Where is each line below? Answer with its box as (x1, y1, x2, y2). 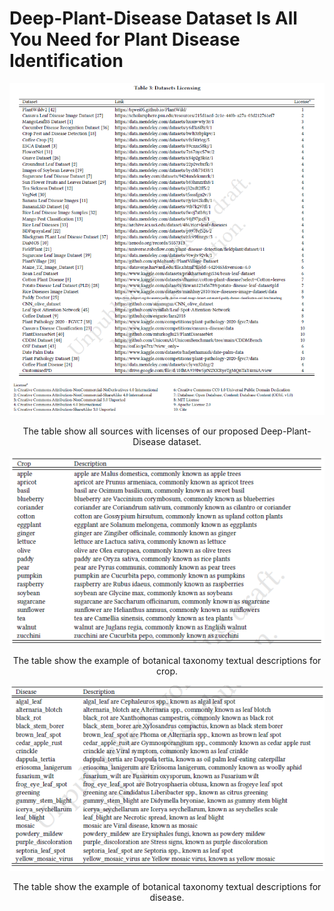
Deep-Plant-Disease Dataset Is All (9, 7, 298, 30)
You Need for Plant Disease (9, 28, 241, 51)
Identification (9, 50, 124, 72)
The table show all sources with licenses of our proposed (22, 425, 259, 437)
